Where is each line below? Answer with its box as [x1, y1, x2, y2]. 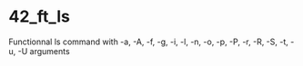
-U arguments [17, 45, 70, 56]
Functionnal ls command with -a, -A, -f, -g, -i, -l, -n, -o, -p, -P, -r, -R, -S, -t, [8, 36, 288, 47]
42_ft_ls [8, 6, 70, 27]
